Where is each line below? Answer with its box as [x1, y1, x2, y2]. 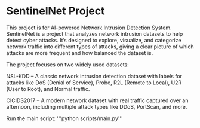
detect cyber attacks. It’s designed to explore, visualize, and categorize [6, 36, 181, 44]
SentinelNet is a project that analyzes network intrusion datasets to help [6, 30, 183, 37]
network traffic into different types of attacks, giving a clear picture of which [6, 43, 194, 50]
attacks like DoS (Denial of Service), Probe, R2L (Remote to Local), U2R [6, 79, 182, 86]
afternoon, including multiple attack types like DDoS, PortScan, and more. [6, 103, 187, 110]
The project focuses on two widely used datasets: [6, 61, 130, 68]
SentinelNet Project [6, 4, 105, 18]
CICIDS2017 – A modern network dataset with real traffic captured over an [6, 97, 189, 104]
